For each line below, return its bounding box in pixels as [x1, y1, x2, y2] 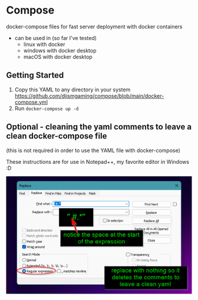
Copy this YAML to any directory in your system [14, 86, 131, 93]
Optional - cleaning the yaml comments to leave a [6, 122, 192, 132]
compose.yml [14, 98, 48, 106]
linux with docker [23, 41, 65, 48]
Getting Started [6, 70, 64, 80]
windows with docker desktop [23, 47, 97, 54]
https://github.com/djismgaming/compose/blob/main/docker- [14, 92, 164, 99]
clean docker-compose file [6, 131, 107, 141]
